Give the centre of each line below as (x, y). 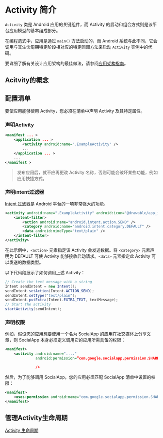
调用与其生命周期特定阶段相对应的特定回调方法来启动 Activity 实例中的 (77, 47)
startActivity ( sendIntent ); (33, 309)
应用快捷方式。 (32, 178)
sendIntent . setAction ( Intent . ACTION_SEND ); (50, 291)
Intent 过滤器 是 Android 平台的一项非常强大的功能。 (57, 204)
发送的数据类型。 (26, 262)
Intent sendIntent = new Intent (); (41, 286)
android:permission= (56, 359)
